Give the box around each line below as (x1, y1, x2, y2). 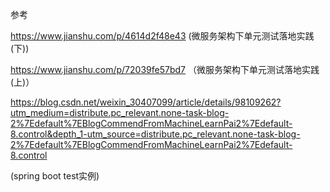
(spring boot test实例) (10, 170, 100, 182)
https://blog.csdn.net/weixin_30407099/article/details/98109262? (10, 96, 282, 108)
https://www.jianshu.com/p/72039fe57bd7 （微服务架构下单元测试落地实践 (10, 64, 320, 75)
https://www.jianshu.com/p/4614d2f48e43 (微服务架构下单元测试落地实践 (10, 30, 315, 42)
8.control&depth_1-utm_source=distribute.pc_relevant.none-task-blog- (10, 128, 301, 140)
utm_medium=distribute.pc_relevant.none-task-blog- (10, 107, 230, 118)
